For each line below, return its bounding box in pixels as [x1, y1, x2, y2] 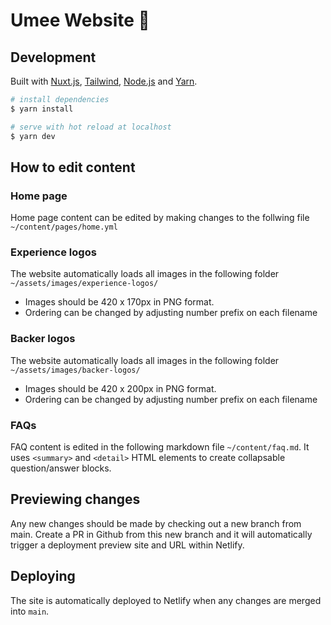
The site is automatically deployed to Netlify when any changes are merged [10, 594, 322, 606]
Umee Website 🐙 [10, 9, 150, 32]
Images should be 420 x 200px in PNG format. [24, 382, 217, 394]
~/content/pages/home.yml [10, 222, 118, 233]
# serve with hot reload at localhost [10, 122, 172, 132]
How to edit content [10, 159, 136, 176]
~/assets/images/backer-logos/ [10, 365, 141, 375]
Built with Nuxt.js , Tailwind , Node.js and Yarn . [10, 75, 198, 87]
